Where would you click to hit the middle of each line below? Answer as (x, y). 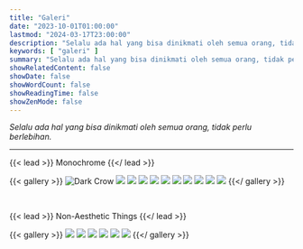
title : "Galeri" (40, 18)
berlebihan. (31, 137)
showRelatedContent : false (60, 69)
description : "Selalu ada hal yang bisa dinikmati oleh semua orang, (143, 43)
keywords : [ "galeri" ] (54, 51)
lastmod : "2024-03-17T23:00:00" (70, 34)
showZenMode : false (46, 101)
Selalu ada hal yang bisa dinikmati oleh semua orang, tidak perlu (131, 127)
